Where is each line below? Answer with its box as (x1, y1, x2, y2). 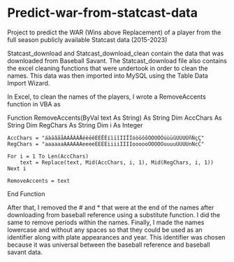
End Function (7, 189, 45, 198)
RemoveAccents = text (7, 177, 71, 184)
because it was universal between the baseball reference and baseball (7, 240, 211, 249)
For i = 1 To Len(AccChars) (7, 153, 89, 160)
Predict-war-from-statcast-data (7, 5, 198, 21)
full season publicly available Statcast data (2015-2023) (7, 35, 168, 43)
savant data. (7, 247, 43, 256)
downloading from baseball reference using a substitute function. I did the (7, 210, 221, 219)
